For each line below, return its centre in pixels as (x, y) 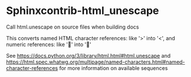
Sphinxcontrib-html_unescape (83, 11)
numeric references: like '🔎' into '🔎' (49, 44)
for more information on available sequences (113, 68)
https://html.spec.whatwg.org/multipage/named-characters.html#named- (96, 62)
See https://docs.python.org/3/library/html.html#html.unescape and (88, 55)
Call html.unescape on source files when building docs (73, 27)
